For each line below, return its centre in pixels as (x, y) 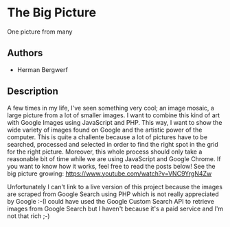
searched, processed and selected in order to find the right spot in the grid (113, 144)
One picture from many (40, 32)
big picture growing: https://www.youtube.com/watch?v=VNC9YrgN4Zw (110, 174)
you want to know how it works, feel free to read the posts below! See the (111, 166)
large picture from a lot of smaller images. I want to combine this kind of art (114, 115)
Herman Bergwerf (43, 69)
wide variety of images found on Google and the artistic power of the (105, 130)
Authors (25, 53)
